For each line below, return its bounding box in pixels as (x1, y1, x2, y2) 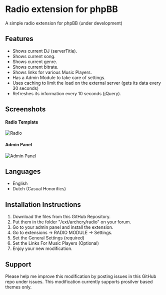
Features (5, 35, 33, 43)
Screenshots (5, 105, 46, 114)
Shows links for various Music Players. (12, 69, 92, 75)
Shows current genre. (12, 59, 57, 65)
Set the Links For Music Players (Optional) (12, 240, 99, 246)
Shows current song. (12, 53, 56, 59)
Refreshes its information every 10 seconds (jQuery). (12, 90, 121, 96)
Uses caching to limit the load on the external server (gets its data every (12, 80, 161, 86)
